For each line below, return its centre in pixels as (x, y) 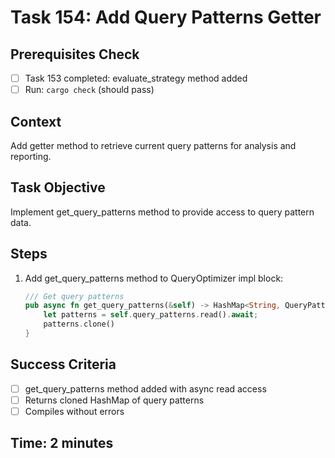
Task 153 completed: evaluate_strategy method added (136, 78)
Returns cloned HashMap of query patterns (114, 400)
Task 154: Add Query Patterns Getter (166, 17)
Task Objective (58, 187)
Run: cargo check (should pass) (89, 90)
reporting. (31, 156)
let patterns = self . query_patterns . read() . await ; (151, 315)
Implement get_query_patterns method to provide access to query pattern (162, 212)
